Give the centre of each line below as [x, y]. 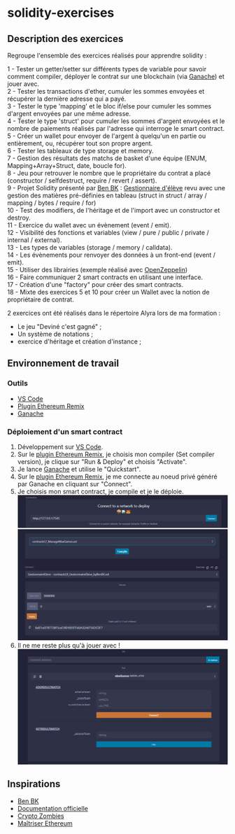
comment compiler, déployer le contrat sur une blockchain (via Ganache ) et [116, 76]
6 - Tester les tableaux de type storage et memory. [80, 151]
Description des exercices [65, 39]
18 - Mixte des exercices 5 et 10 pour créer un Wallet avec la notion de [108, 292]
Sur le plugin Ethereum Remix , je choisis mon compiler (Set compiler [116, 454]
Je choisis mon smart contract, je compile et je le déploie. [100, 491]
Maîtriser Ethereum [45, 823]
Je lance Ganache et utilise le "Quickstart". [79, 469]
